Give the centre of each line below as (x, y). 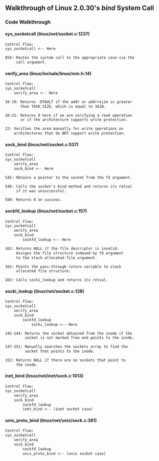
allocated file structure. (43, 271)
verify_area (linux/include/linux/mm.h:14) (48, 73)
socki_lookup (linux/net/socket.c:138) (45, 291)
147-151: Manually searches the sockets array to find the (67, 347)
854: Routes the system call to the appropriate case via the (70, 58)
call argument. (32, 62)
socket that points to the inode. (60, 351)
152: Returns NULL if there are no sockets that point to (65, 360)
